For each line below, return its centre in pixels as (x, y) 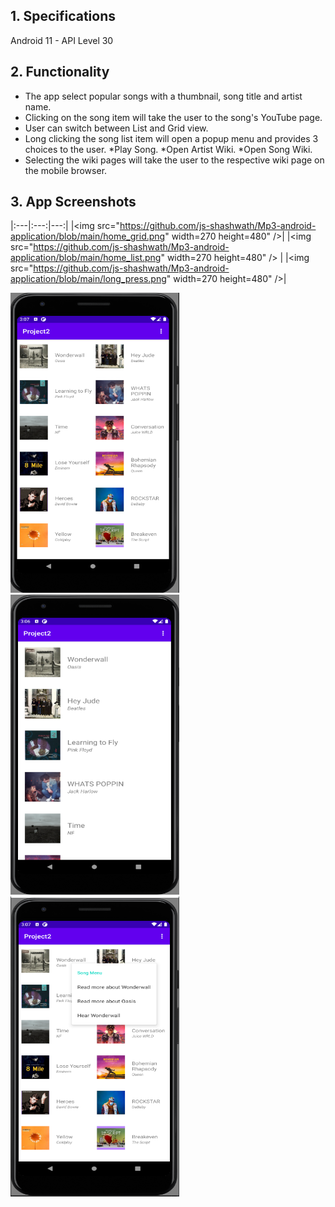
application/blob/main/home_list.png (86, 258)
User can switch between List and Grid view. (116, 128)
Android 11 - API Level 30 (62, 40)
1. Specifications (63, 16)
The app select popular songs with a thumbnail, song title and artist (163, 96)
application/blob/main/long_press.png (88, 279)
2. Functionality (60, 72)
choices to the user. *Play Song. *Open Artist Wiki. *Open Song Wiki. (168, 149)
